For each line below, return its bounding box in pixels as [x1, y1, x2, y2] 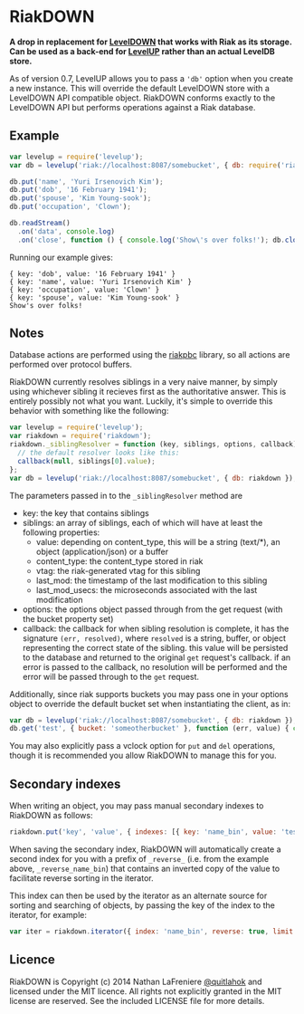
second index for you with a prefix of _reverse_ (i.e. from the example [9, 854, 270, 864]
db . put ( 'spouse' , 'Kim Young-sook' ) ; [9, 194, 152, 203]
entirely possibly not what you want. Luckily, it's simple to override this [9, 396, 273, 407]
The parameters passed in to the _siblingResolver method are [9, 490, 242, 501]
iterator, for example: [9, 910, 88, 920]
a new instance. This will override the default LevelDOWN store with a [9, 82, 270, 93]
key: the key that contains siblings [22, 507, 149, 518]
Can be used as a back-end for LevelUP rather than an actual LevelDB [9, 45, 276, 56]
